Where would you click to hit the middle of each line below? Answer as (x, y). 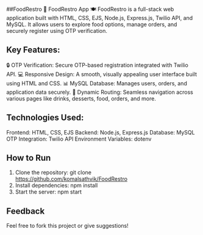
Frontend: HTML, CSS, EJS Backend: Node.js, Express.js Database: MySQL (101, 132)
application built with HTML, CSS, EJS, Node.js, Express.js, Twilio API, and (100, 18)
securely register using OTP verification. (57, 31)
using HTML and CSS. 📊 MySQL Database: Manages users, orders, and (97, 83)
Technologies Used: (45, 118)
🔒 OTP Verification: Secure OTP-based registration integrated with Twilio (98, 65)
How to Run (29, 158)
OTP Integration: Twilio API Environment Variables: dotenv (79, 139)
